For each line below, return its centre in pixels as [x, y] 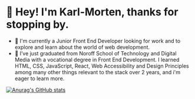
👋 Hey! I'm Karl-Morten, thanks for [92, 12]
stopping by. [37, 24]
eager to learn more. [39, 78]
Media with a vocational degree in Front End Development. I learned [97, 60]
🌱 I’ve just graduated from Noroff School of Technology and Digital [95, 53]
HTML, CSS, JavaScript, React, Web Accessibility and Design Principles [102, 66]
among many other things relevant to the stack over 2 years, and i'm [97, 72]
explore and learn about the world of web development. [82, 47]
